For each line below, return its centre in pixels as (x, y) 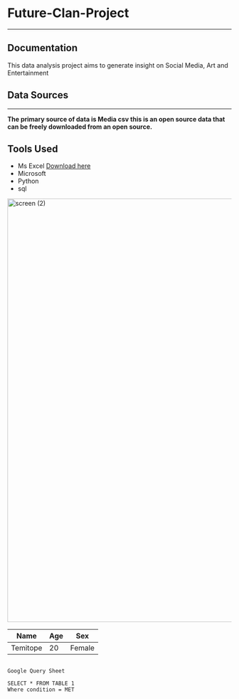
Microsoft (32, 174)
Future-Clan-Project (68, 13)
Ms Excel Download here (54, 166)
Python (28, 181)
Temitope (27, 648)
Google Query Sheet (36, 671)
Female (82, 648)
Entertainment (28, 73)
